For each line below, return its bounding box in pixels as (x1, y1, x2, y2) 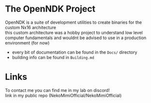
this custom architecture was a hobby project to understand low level (5, 29, 143, 35)
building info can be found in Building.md (12, 54, 94, 60)
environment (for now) (5, 40, 50, 45)
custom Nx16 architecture (5, 24, 57, 30)
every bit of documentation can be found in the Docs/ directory (12, 49, 137, 55)
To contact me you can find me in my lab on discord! (5, 87, 110, 93)
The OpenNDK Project (5, 3, 96, 15)
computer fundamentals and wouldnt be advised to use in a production (5, 35, 147, 41)
